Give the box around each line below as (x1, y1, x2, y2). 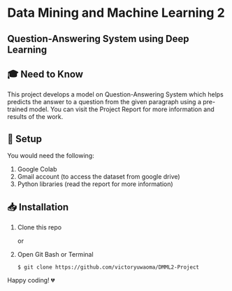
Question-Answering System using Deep (7, 33, 189, 45)
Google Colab (17, 165, 57, 173)
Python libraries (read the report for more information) (17, 180, 173, 188)
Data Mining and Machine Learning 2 (7, 5, 225, 21)
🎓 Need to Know (7, 68, 84, 80)
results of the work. (7, 113, 64, 121)
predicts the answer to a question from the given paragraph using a (7, 98, 201, 106)
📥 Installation (7, 201, 69, 213)
